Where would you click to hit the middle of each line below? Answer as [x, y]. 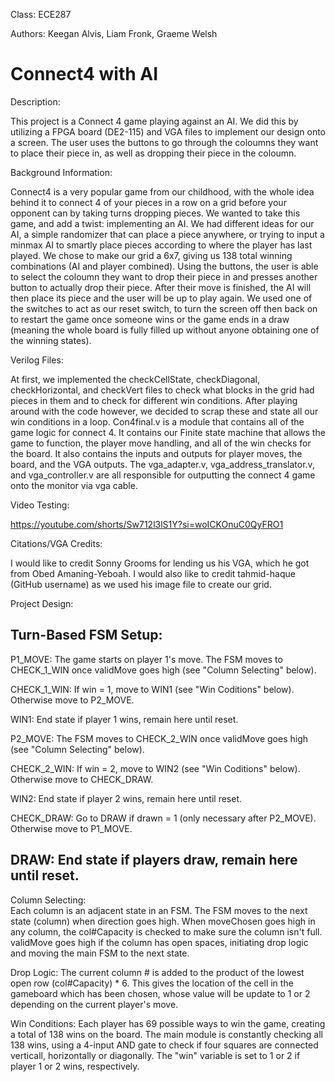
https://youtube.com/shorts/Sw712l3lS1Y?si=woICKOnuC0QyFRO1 [147, 524]
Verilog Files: [37, 360]
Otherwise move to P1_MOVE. [71, 828]
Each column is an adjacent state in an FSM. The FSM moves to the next [159, 910]
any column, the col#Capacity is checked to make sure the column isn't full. [166, 931]
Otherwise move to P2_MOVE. [72, 700]
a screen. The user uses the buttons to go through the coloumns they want [164, 142]
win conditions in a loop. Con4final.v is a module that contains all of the [157, 421]
